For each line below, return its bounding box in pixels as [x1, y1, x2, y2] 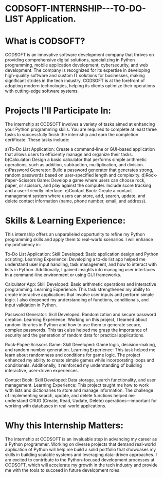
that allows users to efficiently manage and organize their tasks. [5, 152, 133, 158]
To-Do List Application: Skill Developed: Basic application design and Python [5, 251, 159, 257]
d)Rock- [141, 172, 158, 178]
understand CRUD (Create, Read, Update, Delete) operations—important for [5, 398, 157, 403]
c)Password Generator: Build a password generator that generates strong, [5, 167, 154, 173]
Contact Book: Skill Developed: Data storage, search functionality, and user [5, 377, 156, 383]
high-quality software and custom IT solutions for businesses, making [5, 73, 145, 79]
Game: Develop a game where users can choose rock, [36, 178, 146, 183]
